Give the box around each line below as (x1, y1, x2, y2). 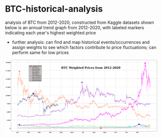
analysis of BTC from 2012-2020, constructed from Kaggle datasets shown (5, 19, 154, 25)
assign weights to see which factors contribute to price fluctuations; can (12, 44, 156, 50)
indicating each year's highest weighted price (5, 30, 96, 35)
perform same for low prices (12, 50, 69, 55)
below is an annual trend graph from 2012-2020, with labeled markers (5, 24, 144, 30)
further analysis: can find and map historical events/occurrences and (12, 39, 150, 45)
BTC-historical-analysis (5, 3, 103, 15)
